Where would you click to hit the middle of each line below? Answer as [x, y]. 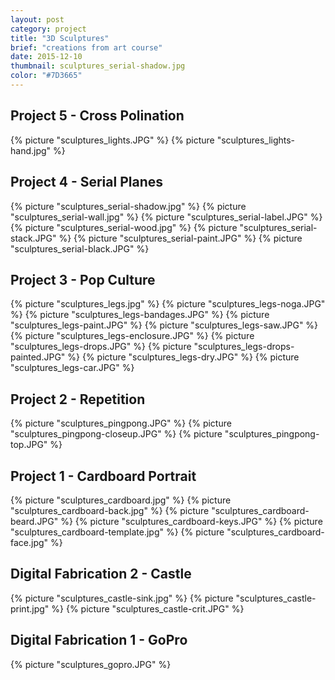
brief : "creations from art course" [86, 47]
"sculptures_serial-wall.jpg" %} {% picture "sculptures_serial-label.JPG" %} [166, 217]
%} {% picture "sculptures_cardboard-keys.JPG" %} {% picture [191, 521]
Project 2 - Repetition [78, 399]
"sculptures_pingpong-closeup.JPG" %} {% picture [116, 434]
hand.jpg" [31, 150]
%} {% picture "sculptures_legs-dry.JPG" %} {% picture [183, 357]
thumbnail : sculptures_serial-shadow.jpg [98, 66]
